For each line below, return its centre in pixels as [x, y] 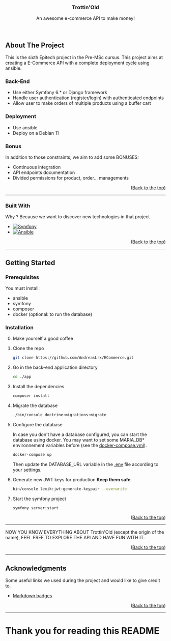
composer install [31, 396]
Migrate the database [35, 405]
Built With [18, 206]
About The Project [35, 45]
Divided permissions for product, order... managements [70, 178]
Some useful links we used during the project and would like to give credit [83, 580]
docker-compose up [32, 454]
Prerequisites [22, 277]
